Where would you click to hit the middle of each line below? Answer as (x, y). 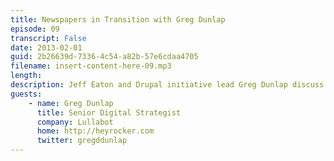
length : (26, 76)
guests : (26, 94)
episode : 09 (35, 29)
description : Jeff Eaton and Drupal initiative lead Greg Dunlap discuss (167, 85)
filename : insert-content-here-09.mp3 (91, 66)
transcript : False (48, 38)
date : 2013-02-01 (46, 47)
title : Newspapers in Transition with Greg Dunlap (118, 19)
